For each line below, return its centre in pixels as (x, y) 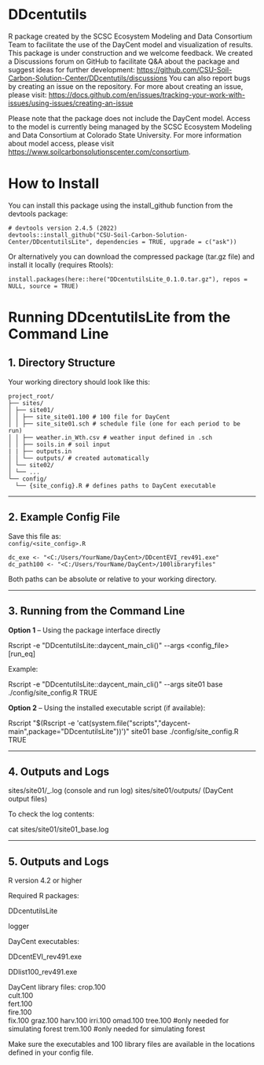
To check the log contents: (51, 814)
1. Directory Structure (62, 363)
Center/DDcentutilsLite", (50, 241)
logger (19, 927)
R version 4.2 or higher (45, 881)
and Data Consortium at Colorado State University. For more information (125, 135)
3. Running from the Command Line (97, 611)
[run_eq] (22, 654)
